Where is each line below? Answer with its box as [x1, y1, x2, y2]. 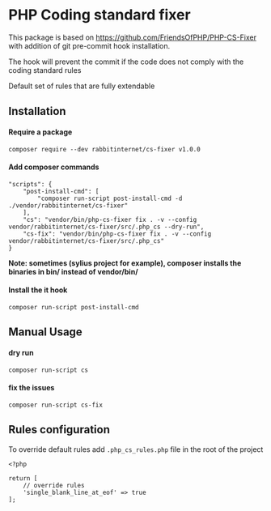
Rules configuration [8, 423, 111, 436]
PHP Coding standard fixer [8, 6, 192, 24]
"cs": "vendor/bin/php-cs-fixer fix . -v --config [23, 215, 197, 224]
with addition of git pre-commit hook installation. [8, 40, 171, 50]
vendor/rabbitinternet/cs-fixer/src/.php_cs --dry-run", [8, 223, 205, 231]
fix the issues [8, 383, 55, 393]
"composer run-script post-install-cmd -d [37, 194, 183, 202]
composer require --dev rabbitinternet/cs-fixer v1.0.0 [8, 145, 201, 153]
